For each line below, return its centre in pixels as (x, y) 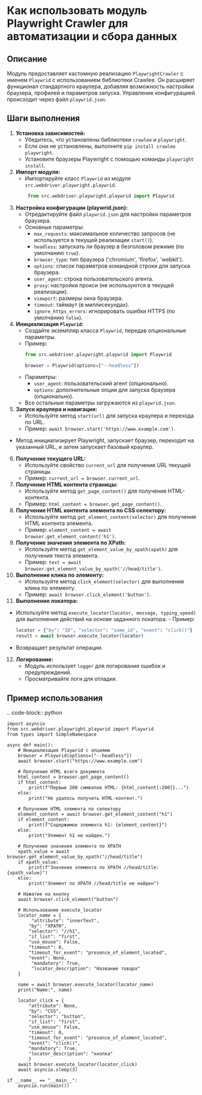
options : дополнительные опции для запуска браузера (104, 390)
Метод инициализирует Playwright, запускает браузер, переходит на (105, 440)
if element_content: (44, 819)
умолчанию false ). (58, 318)
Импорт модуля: (38, 172)
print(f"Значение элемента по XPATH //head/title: (94, 867)
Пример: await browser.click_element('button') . (88, 594)
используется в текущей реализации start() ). (94, 240)
